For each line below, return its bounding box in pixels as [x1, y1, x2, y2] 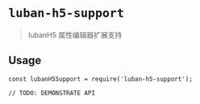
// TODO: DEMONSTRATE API [8, 89, 95, 97]
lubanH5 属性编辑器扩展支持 [27, 30, 123, 39]
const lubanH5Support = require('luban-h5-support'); [8, 74, 194, 83]
